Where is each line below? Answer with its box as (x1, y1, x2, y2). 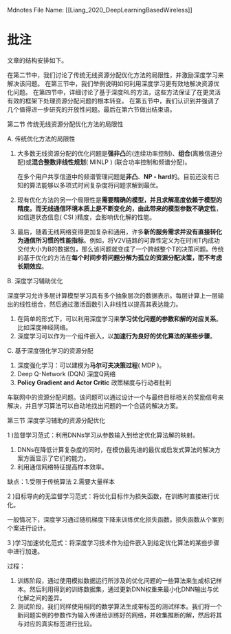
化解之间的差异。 (16, 593, 66, 602)
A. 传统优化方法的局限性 (7, 134, 76, 143)
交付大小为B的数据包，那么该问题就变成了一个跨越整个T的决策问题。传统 (16, 245, 224, 253)
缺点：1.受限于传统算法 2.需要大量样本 (7, 477, 115, 485)
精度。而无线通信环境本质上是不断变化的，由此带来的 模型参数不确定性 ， (16, 204, 222, 212)
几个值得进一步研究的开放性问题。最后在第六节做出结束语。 (7, 105, 176, 113)
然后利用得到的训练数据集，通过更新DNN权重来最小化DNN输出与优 (29, 585, 219, 593)
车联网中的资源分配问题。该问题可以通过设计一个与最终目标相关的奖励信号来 (7, 393, 224, 401)
